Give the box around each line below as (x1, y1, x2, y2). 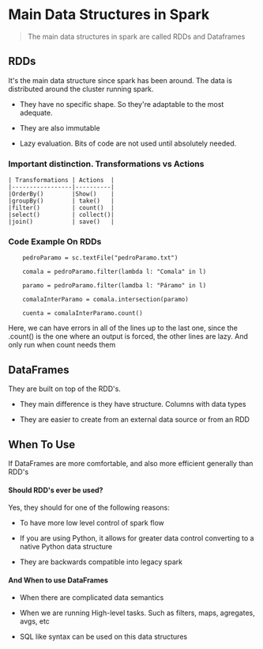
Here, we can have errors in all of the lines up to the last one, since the (8, 323, 239, 333)
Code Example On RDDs (8, 236, 102, 247)
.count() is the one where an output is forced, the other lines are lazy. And (8, 332, 249, 341)
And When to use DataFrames (8, 575, 109, 585)
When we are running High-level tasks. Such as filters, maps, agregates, (19, 608, 255, 618)
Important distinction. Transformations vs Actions (8, 158, 205, 169)
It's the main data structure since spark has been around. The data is (8, 75, 233, 85)
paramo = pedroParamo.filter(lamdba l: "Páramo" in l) (22, 282, 207, 290)
